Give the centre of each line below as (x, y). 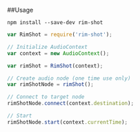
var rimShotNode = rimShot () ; (51, 85)
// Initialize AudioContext (48, 47)
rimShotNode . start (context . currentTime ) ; (68, 122)
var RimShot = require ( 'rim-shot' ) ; (60, 34)
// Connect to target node (46, 97)
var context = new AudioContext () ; (58, 53)
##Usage (20, 10)
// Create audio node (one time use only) (69, 78)
